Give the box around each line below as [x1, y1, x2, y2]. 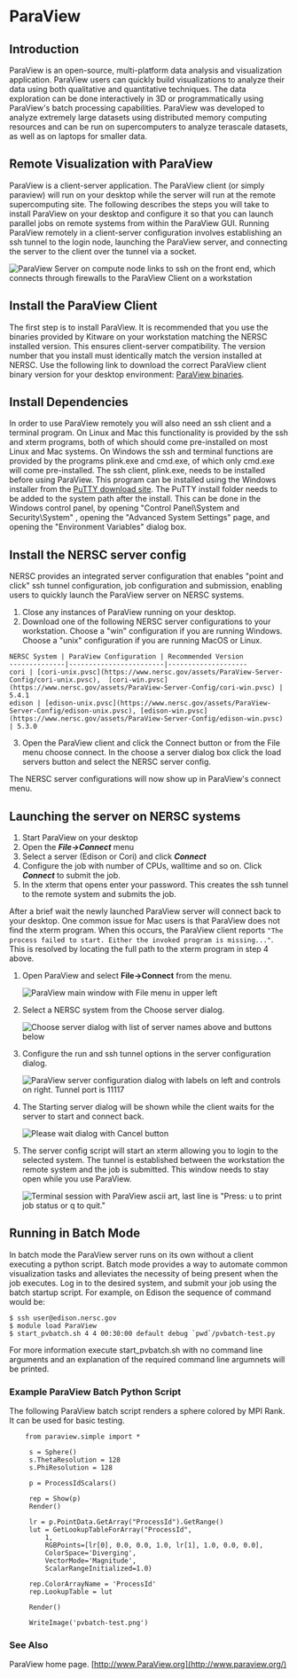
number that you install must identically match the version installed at [9, 350, 262, 361]
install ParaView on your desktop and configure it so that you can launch [9, 208, 274, 219]
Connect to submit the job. [21, 870, 121, 881]
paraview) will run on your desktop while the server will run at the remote [9, 189, 277, 200]
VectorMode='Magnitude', [44, 1557, 137, 1565]
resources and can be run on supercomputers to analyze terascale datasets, [9, 121, 288, 132]
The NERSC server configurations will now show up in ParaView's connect [9, 774, 281, 784]
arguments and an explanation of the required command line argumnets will [9, 1354, 285, 1364]
